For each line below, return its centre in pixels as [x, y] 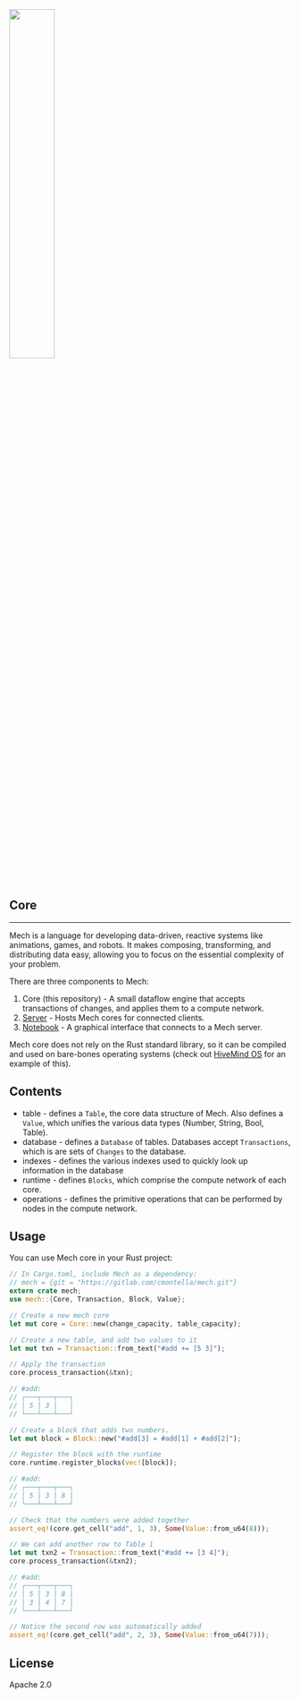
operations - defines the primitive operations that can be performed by [152, 1199]
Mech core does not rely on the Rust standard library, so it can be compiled [148, 1044]
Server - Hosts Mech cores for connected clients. [113, 1017]
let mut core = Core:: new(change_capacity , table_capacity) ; [125, 1324]
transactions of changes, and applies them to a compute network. [143, 1008]
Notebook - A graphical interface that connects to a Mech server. [142, 1027]
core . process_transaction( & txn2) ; [74, 1561]
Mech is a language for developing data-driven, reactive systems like [136, 935]
